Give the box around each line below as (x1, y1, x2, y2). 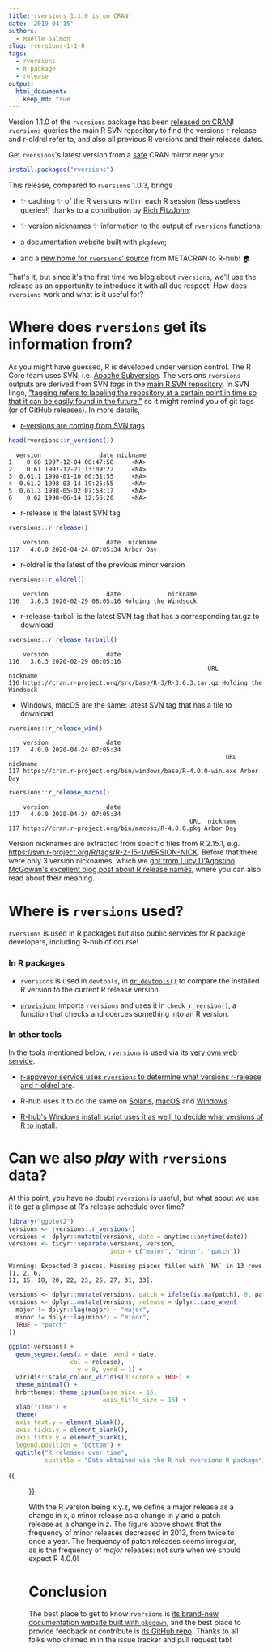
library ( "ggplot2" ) (8, 1217, 74, 1225)
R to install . (19, 1121, 57, 1130)
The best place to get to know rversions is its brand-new (28, 1609, 219, 1619)
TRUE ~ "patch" (15, 1320, 67, 1329)
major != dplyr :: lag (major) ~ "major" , (15, 1306, 151, 1314)
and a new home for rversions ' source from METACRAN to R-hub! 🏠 (19, 253, 251, 264)
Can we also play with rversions (8, 1149, 227, 1168)
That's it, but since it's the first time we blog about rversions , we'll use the (8, 273, 257, 282)
